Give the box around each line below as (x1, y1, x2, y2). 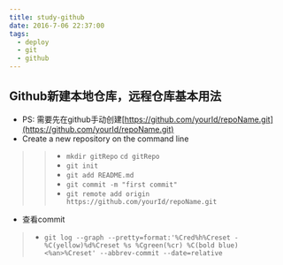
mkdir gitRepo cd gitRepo (65, 152, 160, 161)
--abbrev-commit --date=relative (99, 248, 223, 257)
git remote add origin (65, 189, 150, 199)
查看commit (21, 214, 65, 224)
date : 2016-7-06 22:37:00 (9, 21, 104, 30)
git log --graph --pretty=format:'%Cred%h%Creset (43, 233, 232, 242)
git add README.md (65, 170, 134, 179)
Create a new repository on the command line (21, 133, 189, 144)
